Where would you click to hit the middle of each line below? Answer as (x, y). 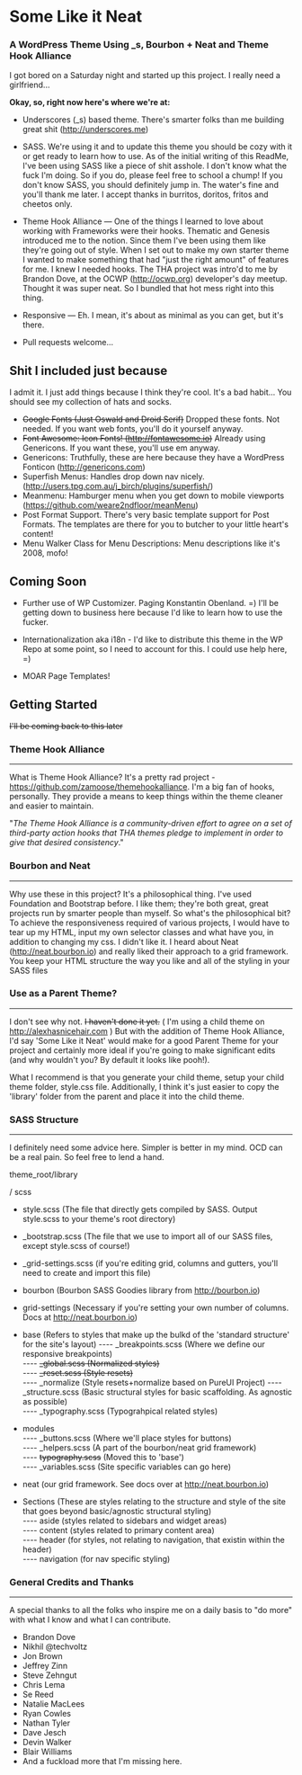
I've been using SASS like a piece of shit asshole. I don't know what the (155, 166)
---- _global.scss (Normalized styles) (91, 1363)
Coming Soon (48, 581)
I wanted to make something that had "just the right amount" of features (155, 260)
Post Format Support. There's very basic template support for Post (146, 515)
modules (39, 1429)
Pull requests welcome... (68, 343)
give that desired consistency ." (67, 843)
